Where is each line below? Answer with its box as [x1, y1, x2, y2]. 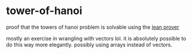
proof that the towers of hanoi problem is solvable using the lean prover [6, 23, 180, 31]
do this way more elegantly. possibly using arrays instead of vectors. [6, 41, 173, 48]
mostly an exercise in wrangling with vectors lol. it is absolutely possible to [6, 35, 187, 42]
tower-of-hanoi [6, 4, 83, 18]
